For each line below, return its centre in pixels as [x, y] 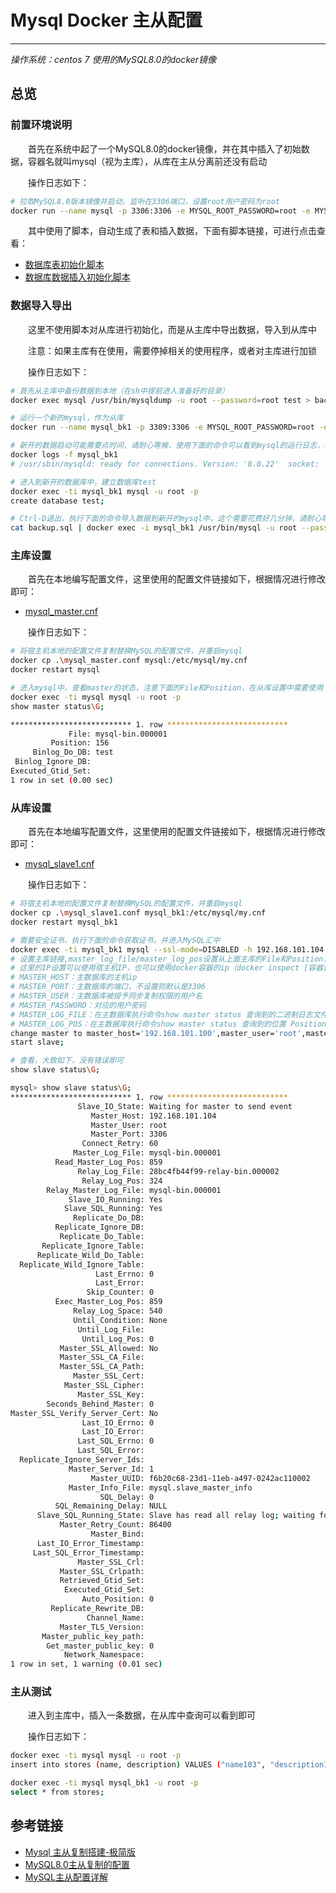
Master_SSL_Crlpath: [102, 1571]
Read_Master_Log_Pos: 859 [108, 1162]
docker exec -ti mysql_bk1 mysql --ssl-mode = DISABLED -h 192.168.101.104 [167, 949]
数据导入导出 [41, 306]
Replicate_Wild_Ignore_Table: [82, 1264]
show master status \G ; [57, 706]
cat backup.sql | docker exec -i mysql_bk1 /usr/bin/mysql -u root [154, 528]
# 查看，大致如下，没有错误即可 [67, 1061]
